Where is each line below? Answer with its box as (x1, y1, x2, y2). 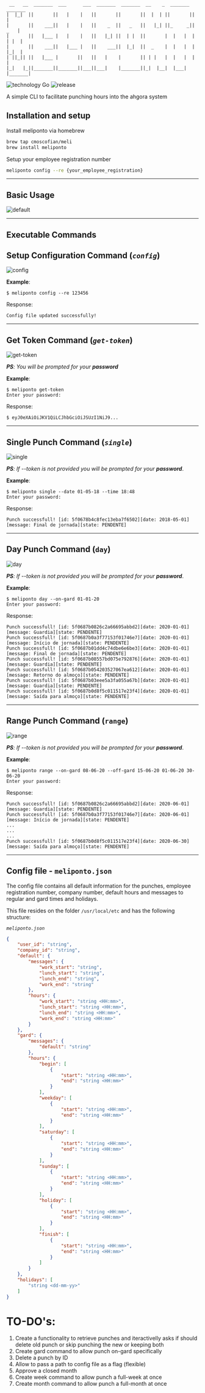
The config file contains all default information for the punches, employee (6, 882, 191, 889)
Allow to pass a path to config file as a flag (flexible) (15, 1361, 146, 1368)
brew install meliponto (6, 144, 67, 150)
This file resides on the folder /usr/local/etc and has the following (6, 906, 175, 914)
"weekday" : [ (38, 1095, 72, 1101)
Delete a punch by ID (15, 1354, 68, 1361)
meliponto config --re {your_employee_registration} (6, 167, 143, 174)
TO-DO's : (6, 1314, 56, 1328)
